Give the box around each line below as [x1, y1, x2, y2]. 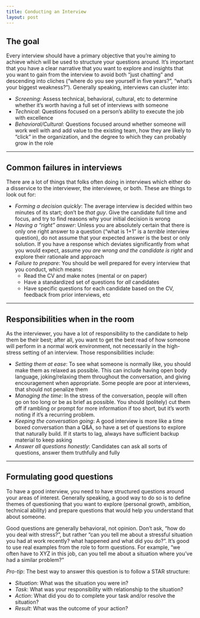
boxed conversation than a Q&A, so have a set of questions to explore [14, 424, 186, 431]
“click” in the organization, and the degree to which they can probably [14, 133, 186, 141]
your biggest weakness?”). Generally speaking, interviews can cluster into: [6, 84, 189, 91]
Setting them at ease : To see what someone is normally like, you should [14, 360, 192, 367]
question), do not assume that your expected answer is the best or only [14, 234, 190, 241]
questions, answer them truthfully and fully [14, 449, 120, 456]
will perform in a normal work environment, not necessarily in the [6, 342, 165, 349]
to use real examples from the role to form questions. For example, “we [6, 544, 180, 551]
